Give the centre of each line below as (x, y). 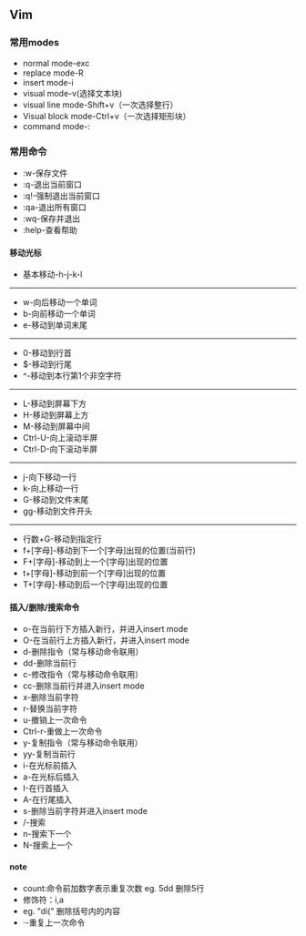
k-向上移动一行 (51, 488)
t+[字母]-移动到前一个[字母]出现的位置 (94, 574)
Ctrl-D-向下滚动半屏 (60, 449)
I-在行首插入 (46, 788)
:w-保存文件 (45, 173)
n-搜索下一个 (47, 834)
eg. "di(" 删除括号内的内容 (71, 911)
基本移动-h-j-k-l (52, 275)
